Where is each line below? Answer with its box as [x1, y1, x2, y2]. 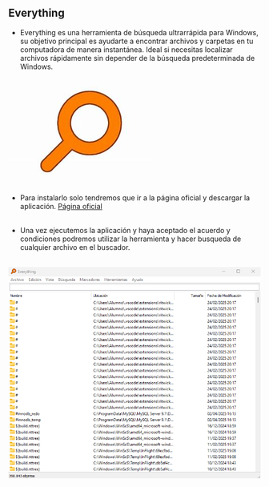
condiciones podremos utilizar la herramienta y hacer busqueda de [19, 234, 242, 243]
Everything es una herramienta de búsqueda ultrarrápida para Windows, [19, 27, 259, 37]
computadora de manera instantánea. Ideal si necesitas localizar [19, 44, 234, 54]
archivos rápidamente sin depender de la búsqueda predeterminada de [19, 53, 255, 62]
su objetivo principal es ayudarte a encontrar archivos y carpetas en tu [19, 36, 254, 46]
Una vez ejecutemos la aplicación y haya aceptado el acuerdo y [19, 225, 231, 235]
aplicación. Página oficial [19, 201, 102, 211]
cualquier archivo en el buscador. [19, 242, 130, 252]
